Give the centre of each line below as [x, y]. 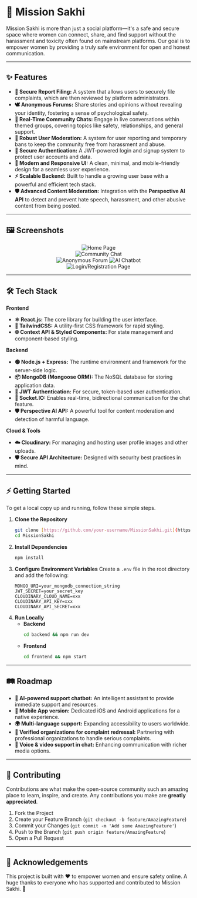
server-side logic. [36, 370]
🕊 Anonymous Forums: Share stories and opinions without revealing [98, 104]
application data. [35, 386]
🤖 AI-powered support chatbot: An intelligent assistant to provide [94, 698]
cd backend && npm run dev [56, 634]
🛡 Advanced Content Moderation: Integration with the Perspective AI [100, 191]
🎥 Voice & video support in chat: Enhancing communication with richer [101, 745]
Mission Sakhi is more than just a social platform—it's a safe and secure [93, 28]
